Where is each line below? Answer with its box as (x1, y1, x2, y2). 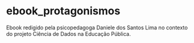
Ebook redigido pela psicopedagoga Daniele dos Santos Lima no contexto (6, 24, 188, 31)
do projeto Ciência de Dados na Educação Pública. (6, 30, 131, 37)
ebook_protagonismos (6, 4, 121, 18)
